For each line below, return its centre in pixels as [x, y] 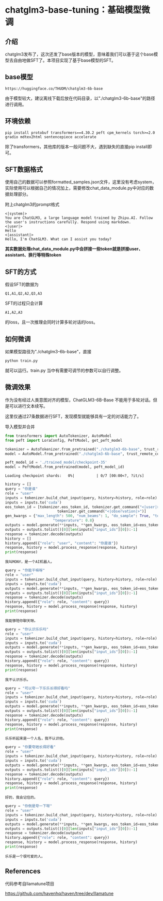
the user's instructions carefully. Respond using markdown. [68, 222]
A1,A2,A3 [14, 313]
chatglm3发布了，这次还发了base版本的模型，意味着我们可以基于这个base [79, 54]
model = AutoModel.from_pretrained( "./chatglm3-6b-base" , [65, 454]
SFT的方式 [21, 272]
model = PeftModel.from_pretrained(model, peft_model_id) [65, 467]
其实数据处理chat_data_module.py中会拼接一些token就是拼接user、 [74, 249]
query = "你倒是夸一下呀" [29, 806]
